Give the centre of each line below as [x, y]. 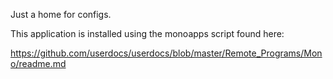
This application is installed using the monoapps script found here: [147, 33]
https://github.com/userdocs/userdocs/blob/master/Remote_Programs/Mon [166, 53]
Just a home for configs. [61, 14]
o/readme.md [38, 63]
